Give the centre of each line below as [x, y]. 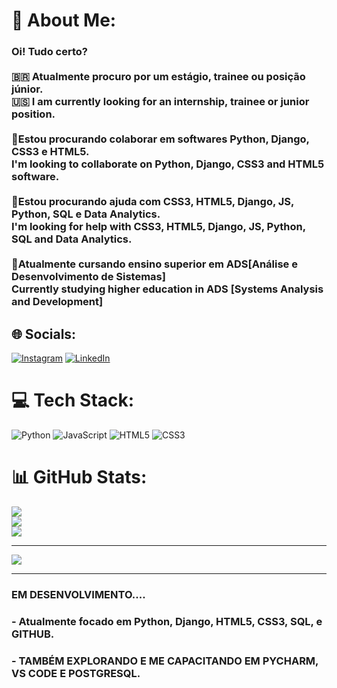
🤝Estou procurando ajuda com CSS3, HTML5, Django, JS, [152, 202]
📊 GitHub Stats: [79, 477]
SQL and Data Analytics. [72, 239]
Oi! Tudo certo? [49, 52]
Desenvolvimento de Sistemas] [88, 277]
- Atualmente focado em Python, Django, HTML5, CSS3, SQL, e [167, 621]
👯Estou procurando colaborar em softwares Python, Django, [160, 139]
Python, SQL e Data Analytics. [86, 214]
